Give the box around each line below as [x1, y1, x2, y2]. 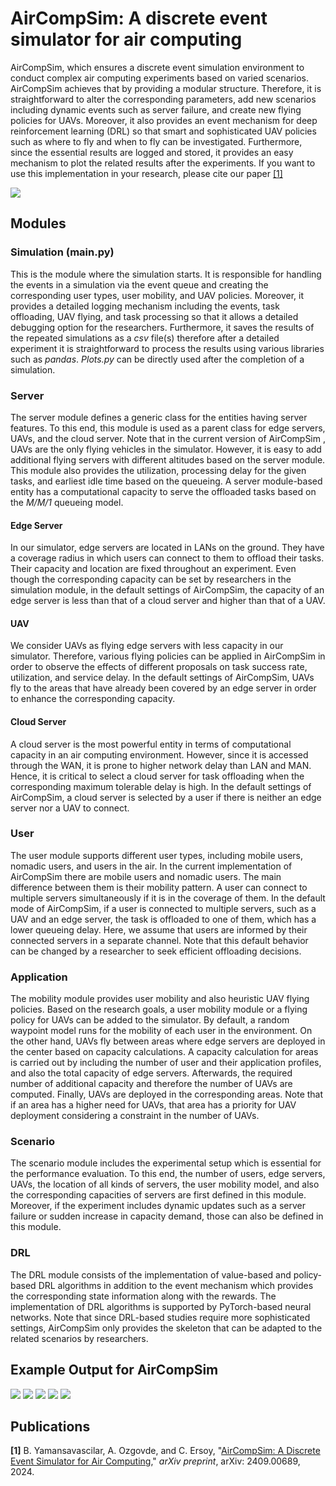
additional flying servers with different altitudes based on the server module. [10, 453, 326, 466]
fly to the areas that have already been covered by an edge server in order [10, 682, 317, 694]
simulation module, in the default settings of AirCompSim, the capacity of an [10, 584, 325, 596]
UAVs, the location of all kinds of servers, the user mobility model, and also [10, 1178, 320, 1191]
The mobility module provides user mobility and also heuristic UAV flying [10, 993, 310, 1005]
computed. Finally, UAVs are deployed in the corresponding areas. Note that [10, 1088, 324, 1101]
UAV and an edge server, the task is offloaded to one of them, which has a [10, 913, 317, 925]
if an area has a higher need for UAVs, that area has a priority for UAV [10, 1099, 297, 1111]
